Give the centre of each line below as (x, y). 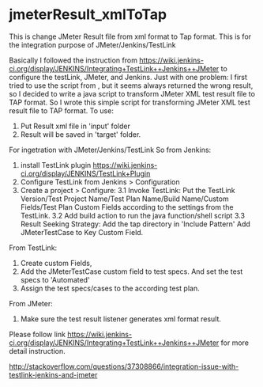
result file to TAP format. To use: (61, 110)
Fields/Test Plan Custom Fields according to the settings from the (127, 207)
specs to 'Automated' (55, 279)
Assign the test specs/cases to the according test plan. (110, 288)
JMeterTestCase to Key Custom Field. (82, 232)
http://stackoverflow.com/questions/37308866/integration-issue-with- (124, 366)
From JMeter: (31, 303)
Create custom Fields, (56, 263)
